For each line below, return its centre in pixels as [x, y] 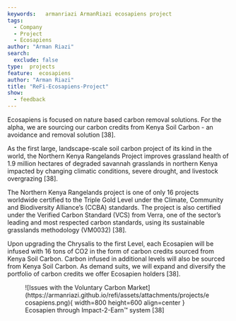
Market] [138, 287]
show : [15, 93]
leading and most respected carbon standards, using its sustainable [106, 223]
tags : [15, 21]
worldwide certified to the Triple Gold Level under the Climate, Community [116, 200]
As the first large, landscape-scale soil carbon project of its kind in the [110, 148]
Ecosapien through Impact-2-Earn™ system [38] [95, 310]
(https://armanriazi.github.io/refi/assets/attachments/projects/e [117, 295]
